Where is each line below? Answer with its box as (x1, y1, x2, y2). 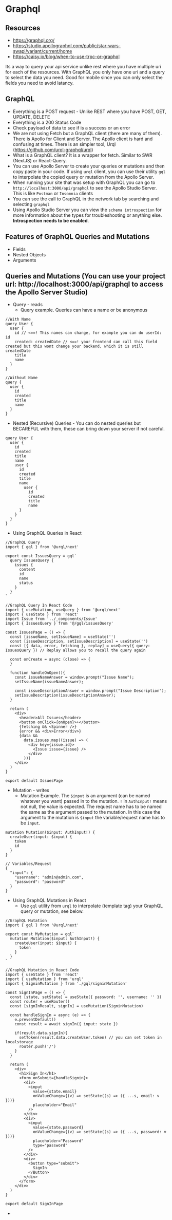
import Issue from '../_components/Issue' (5, 616, 98, 622)
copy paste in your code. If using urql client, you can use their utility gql (12, 168, 166, 175)
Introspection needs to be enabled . (12, 217, 89, 223)
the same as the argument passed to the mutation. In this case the (20, 809, 161, 815)
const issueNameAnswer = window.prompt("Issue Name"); (14, 675, 135, 680)
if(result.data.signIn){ (14, 1030, 68, 1036)
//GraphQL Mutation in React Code (5, 968, 80, 973)
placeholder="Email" (32, 1102, 77, 1108)
